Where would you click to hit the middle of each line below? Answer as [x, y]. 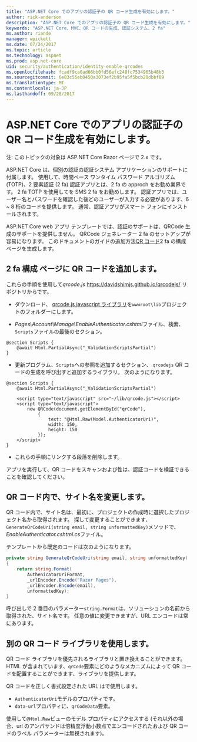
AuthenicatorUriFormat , [56, 574]
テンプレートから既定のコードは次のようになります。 [70, 547]
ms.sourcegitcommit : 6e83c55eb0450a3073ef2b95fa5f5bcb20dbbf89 [85, 77]
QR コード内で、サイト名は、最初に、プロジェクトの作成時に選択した [90, 512]
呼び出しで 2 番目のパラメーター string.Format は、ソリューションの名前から [98, 609]
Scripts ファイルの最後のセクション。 [60, 331]
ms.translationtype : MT [35, 83]
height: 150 [63, 429]
